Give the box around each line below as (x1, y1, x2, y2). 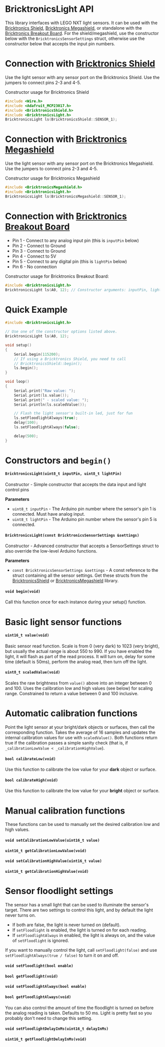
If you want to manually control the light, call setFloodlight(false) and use (5, 947, 157, 953)
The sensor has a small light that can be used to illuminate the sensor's (5, 901, 149, 907)
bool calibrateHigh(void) (5, 778, 58, 783)
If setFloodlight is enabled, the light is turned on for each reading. (12, 927, 147, 933)
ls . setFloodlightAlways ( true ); (14, 415, 78, 420)
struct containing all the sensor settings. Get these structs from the (12, 572, 148, 578)
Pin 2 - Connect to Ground (12, 243, 66, 249)
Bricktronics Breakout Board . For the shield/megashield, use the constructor (5, 30, 159, 36)
